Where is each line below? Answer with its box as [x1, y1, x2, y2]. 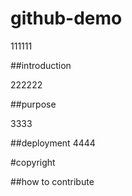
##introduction [10, 59, 72, 71]
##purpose [10, 98, 57, 110]
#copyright [10, 156, 56, 168]
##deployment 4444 [10, 137, 96, 149]
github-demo [10, 7, 123, 30]
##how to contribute [10, 175, 95, 187]
